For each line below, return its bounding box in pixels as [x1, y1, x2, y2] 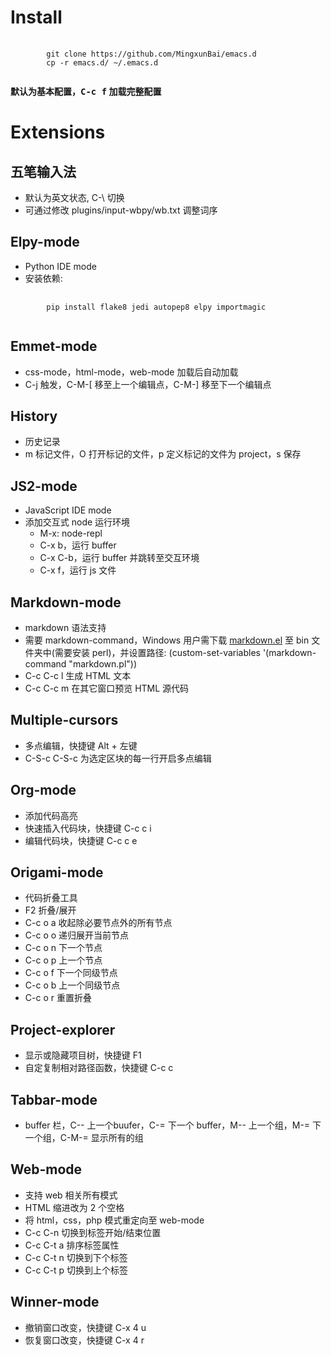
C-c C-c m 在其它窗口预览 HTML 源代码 [24, 682, 190, 694]
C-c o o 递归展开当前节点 [24, 929, 130, 941]
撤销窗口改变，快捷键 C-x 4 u [24, 1321, 147, 1333]
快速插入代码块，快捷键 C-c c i [24, 822, 152, 834]
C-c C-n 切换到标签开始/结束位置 [24, 1226, 162, 1238]
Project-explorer [10, 1021, 116, 1038]
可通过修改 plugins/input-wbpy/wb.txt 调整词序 [24, 204, 218, 216]
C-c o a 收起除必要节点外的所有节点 [24, 917, 173, 929]
